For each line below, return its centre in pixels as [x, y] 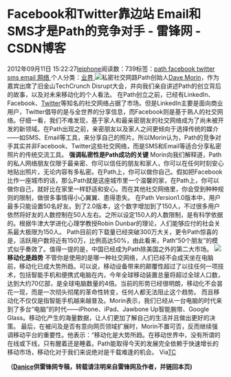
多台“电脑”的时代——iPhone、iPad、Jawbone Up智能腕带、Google [114, 309]
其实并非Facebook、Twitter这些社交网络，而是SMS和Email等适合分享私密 [117, 146]
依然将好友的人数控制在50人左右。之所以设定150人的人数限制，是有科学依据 [115, 214]
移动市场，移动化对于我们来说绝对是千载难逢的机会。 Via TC [92, 352]
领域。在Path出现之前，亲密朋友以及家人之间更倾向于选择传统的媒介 [122, 128]
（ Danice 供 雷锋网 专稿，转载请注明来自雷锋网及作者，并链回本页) [100, 366]
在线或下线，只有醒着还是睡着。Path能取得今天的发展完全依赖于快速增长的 [113, 343]
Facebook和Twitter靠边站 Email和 [104, 14]
